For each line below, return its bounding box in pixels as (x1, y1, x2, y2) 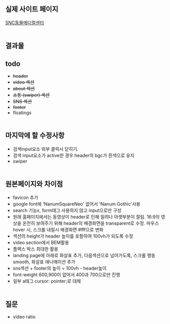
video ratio (12, 314, 36, 320)
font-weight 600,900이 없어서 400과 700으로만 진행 (12, 272, 121, 278)
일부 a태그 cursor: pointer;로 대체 (12, 278, 81, 284)
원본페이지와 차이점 (5, 179, 63, 189)
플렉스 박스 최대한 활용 (12, 246, 59, 252)
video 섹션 (12, 79, 34, 85)
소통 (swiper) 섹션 (12, 92, 50, 98)
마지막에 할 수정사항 (5, 131, 65, 140)
